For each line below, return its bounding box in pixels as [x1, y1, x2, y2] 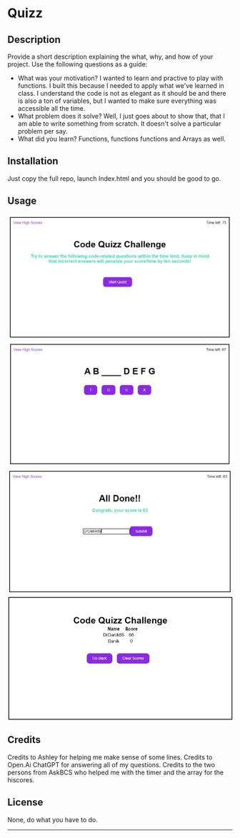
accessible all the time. [17, 104, 86, 112]
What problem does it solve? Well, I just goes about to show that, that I [17, 112, 225, 120]
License [7, 797, 44, 809]
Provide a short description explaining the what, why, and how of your [7, 52, 214, 61]
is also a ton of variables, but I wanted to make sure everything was [17, 96, 216, 105]
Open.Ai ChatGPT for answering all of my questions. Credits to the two [7, 760, 216, 769]
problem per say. [17, 127, 68, 135]
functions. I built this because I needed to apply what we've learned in [17, 81, 225, 90]
